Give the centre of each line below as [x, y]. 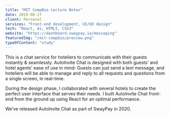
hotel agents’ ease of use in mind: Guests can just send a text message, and [85, 68]
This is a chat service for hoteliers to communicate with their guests [76, 57]
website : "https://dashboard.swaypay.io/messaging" [61, 33]
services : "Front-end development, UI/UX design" [59, 24]
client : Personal [24, 19]
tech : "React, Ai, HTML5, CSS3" [39, 29]
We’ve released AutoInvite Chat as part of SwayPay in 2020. [68, 108]
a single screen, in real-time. [35, 78]
